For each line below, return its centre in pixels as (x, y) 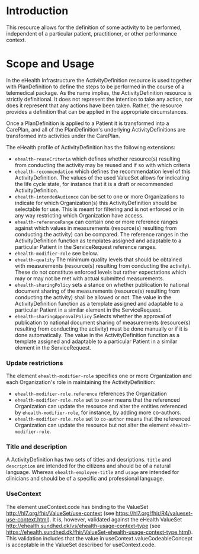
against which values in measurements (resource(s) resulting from (96, 228)
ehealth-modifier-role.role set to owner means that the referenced (97, 400)
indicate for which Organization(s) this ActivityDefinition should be (96, 203)
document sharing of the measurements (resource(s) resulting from (97, 291)
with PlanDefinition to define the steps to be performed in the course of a (95, 87)
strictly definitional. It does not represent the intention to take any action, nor (99, 99)
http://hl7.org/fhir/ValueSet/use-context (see (60, 513)
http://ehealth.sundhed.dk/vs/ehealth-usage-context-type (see (84, 526)
